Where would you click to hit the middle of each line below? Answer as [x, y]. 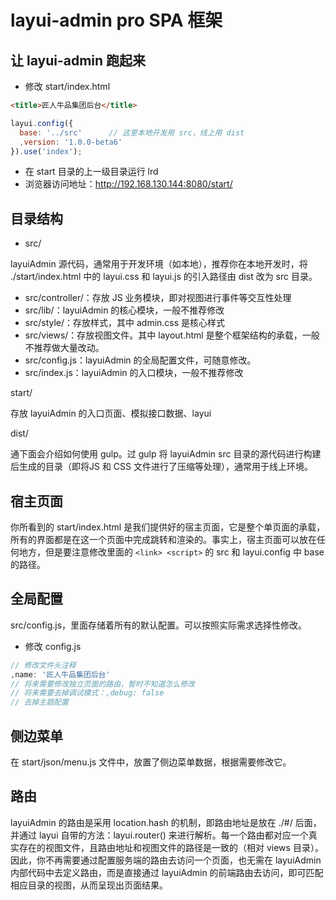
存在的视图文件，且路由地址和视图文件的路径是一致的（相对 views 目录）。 [171, 847]
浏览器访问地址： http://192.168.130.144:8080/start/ [128, 184]
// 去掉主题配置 [39, 702]
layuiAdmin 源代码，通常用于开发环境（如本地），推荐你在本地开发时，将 [159, 264]
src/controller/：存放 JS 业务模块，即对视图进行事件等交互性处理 [158, 298]
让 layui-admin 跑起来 [78, 60]
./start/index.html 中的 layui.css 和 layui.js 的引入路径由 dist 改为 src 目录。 [164, 277]
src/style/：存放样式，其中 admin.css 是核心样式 [125, 323]
